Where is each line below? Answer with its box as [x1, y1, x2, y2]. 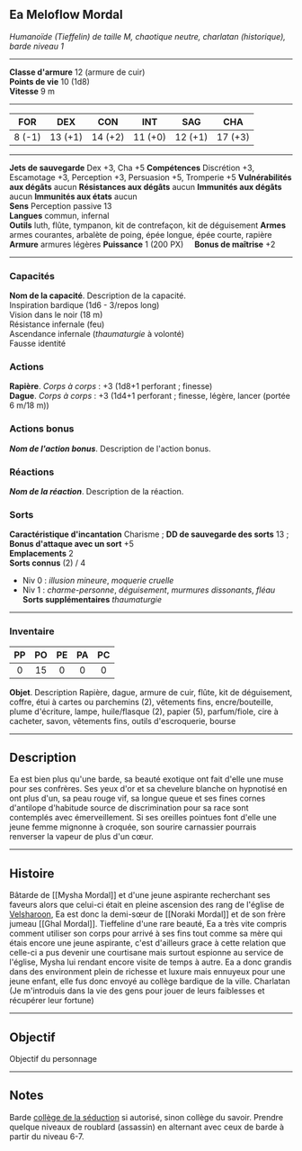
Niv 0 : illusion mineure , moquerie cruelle [22, 575, 174, 586]
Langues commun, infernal [9, 210, 110, 221]
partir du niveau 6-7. [9, 1130, 84, 1142]
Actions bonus [9, 422, 75, 435]
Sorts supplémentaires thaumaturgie [22, 594, 163, 605]
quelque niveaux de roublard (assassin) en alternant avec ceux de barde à [9, 1121, 285, 1132]
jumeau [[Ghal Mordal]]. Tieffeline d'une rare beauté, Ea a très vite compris [9, 919, 288, 929]
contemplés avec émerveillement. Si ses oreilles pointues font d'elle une [9, 812, 277, 823]
